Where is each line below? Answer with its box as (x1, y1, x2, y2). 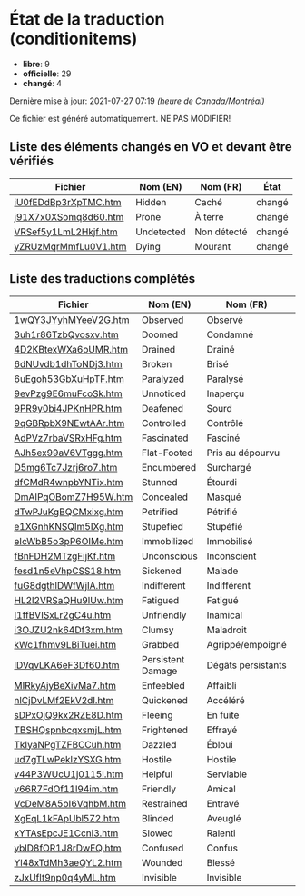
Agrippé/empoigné (206, 638, 288, 651)
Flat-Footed (142, 446, 193, 459)
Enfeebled (142, 679, 185, 692)
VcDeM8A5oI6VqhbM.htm (14, 797, 127, 810)
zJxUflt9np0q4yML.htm (14, 871, 116, 883)
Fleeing (142, 709, 174, 722)
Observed (142, 314, 184, 326)
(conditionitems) (9, 28, 138, 49)
